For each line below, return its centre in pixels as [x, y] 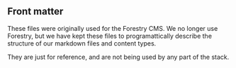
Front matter [35, 12]
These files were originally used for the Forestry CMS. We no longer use [113, 28]
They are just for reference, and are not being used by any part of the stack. [118, 57]
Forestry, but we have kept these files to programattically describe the [110, 36]
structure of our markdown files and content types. [82, 43]
